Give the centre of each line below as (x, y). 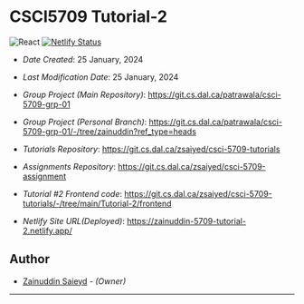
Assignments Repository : (69, 166)
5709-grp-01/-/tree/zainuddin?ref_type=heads (109, 131)
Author (29, 259)
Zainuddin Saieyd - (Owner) (74, 281)
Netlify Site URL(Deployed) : (73, 221)
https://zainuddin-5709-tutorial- (186, 221)
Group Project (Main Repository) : (84, 94)
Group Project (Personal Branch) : (85, 122)
